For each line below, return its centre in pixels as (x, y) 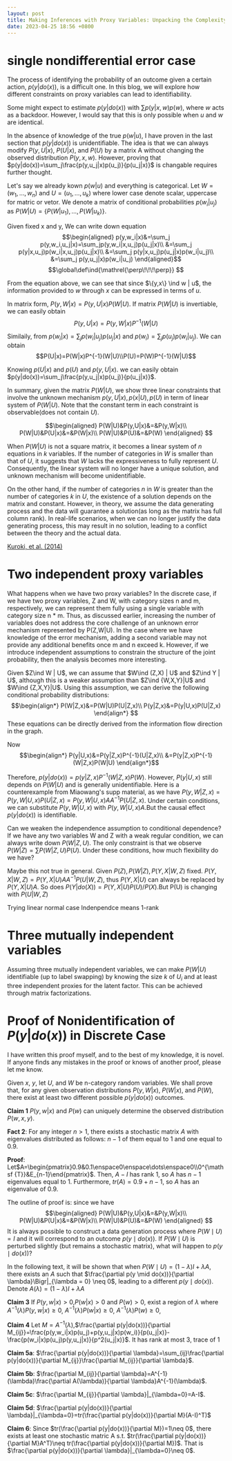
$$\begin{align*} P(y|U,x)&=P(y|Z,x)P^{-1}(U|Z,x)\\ (91, 755)
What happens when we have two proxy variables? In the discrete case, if (112, 594)
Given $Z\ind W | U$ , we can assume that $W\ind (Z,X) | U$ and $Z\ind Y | (114, 673)
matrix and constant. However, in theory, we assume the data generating (110, 504)
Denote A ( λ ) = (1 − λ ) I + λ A (46, 1288)
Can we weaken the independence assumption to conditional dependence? (114, 829)
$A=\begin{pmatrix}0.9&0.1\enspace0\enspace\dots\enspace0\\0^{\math (120, 1167)
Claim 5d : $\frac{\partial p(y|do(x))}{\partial (70, 1408)
